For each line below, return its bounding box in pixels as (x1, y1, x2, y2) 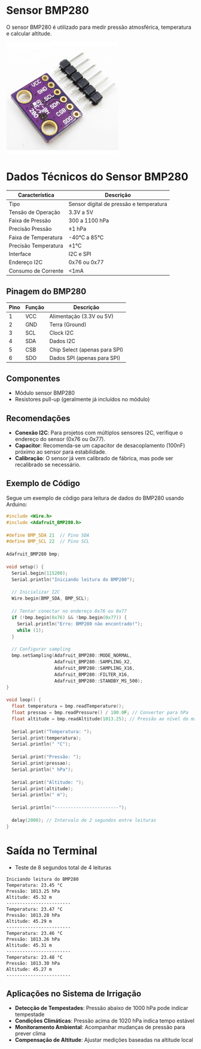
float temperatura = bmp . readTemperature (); (11, 704, 124, 710)
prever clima (14, 1030, 46, 1037)
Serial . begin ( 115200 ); (11, 570, 68, 576)
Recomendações (6, 413, 71, 424)
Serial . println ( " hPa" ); (11, 767, 74, 773)
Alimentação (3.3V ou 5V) (49, 312, 114, 320)
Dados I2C (49, 338, 76, 345)
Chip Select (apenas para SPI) (49, 346, 124, 353)
